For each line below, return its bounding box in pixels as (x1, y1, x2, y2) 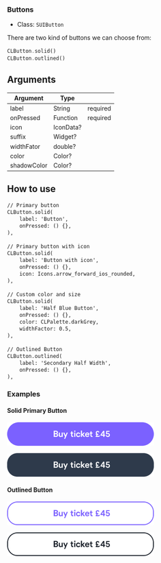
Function (53, 113, 78, 121)
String (53, 104, 70, 112)
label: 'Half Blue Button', (19, 305, 99, 312)
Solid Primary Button (7, 406, 67, 414)
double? (53, 142, 76, 150)
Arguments (7, 74, 57, 86)
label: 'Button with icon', (19, 257, 99, 264)
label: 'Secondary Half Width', (19, 360, 111, 367)
